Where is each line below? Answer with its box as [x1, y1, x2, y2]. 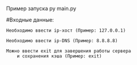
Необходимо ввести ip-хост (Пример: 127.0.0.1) [6, 28, 126, 33]
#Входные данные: [6, 16, 55, 23]
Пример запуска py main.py [6, 5, 77, 12]
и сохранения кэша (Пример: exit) [17, 53, 102, 59]
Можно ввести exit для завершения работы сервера [6, 48, 132, 54]
